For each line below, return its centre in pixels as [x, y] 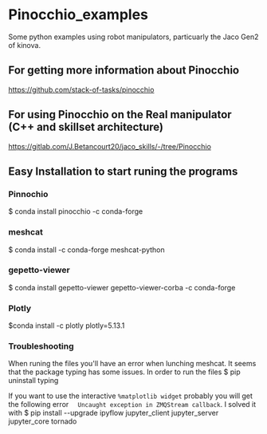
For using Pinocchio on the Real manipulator [120, 114]
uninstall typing [33, 381]
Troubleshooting [41, 346]
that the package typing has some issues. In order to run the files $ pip [124, 372]
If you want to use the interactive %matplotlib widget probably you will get [131, 396]
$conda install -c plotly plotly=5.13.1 [67, 325]
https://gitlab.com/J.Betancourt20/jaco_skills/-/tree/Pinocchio [110, 146]
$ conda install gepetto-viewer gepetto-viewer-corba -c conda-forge [122, 287]
